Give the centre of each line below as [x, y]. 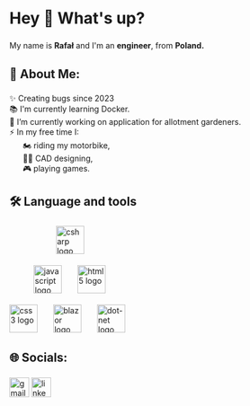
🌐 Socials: [39, 358]
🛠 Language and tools [73, 201]
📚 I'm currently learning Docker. [70, 109]
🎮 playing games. [56, 169]
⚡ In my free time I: [44, 132]
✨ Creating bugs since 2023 [62, 99]
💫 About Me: [45, 74]
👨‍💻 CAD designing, [58, 159]
